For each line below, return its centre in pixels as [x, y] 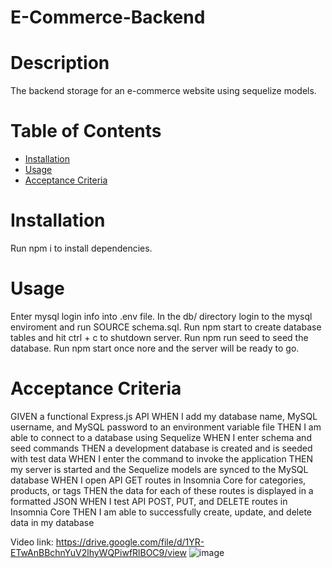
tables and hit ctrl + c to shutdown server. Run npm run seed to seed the [159, 337]
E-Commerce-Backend [108, 17]
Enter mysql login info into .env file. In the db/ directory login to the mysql [161, 316]
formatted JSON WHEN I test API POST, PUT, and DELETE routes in [149, 501]
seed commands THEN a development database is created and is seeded [161, 448]
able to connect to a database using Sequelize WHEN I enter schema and [161, 437]
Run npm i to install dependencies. [81, 248]
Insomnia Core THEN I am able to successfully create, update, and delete [161, 512]
